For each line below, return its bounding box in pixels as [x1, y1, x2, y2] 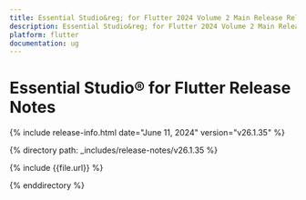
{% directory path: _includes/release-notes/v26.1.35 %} [9, 145, 219, 155]
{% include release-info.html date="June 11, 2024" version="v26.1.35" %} [9, 127, 285, 138]
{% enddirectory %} [9, 180, 85, 191]
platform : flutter [9, 30, 79, 39]
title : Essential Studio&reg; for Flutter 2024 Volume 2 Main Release [9, 13, 283, 23]
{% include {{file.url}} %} [9, 163, 104, 174]
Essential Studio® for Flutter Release [9, 78, 291, 98]
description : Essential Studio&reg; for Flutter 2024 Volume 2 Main [9, 22, 275, 31]
